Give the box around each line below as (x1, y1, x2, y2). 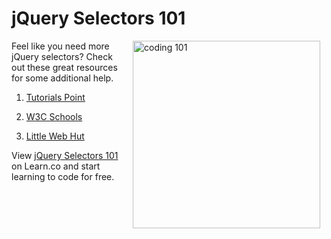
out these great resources (11, 61, 118, 73)
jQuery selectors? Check (11, 50, 113, 62)
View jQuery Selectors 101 (11, 149, 119, 161)
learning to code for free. (11, 170, 115, 182)
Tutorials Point (25, 91, 86, 103)
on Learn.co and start (11, 160, 101, 172)
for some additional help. (11, 72, 114, 84)
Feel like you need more (11, 40, 110, 52)
